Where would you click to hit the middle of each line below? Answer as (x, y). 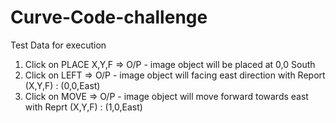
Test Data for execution (58, 45)
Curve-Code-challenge (109, 17)
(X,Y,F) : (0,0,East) (62, 85)
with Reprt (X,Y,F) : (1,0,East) (83, 107)
